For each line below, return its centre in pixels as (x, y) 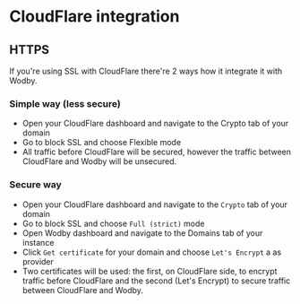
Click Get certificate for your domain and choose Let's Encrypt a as (152, 252)
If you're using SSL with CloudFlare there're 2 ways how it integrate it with (146, 71)
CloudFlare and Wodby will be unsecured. (99, 161)
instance (38, 242)
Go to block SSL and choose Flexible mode (102, 143)
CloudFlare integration (94, 17)
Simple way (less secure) (65, 103)
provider (38, 261)
